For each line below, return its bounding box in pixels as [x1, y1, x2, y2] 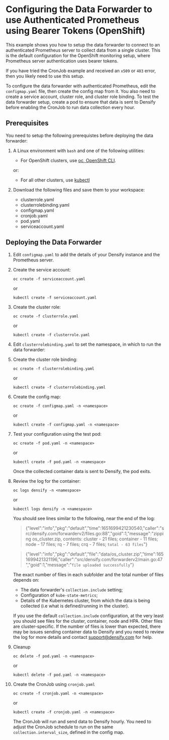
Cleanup [13, 643, 31, 650]
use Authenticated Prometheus [6, 14, 140, 26]
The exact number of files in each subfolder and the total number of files [13, 571, 164, 577]
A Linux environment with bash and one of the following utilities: [13, 148, 145, 154]
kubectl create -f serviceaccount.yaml [13, 295, 97, 300]
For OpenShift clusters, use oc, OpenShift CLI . [20, 157, 116, 163]
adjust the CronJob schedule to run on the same [13, 724, 114, 730]
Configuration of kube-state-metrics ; [20, 592, 98, 598]
